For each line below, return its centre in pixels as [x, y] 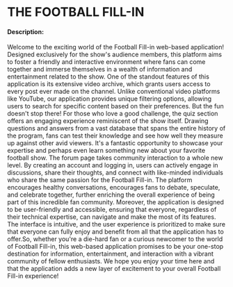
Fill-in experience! [33, 276]
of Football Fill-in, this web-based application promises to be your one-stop [115, 247]
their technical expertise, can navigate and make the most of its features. [112, 217]
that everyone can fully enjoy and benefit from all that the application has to [115, 232]
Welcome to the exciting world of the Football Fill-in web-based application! [116, 47]
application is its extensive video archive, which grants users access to [109, 84]
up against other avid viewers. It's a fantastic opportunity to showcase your [115, 143]
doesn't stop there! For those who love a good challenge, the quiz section [113, 114]
